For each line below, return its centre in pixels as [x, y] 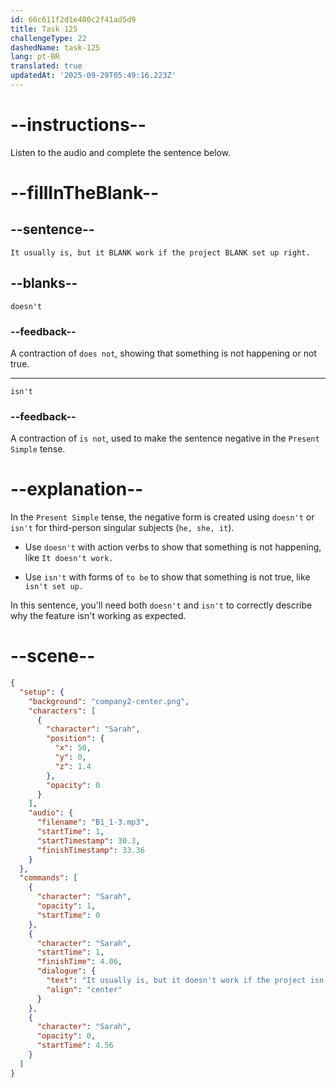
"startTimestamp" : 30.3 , [88, 841]
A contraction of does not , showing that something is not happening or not [163, 353]
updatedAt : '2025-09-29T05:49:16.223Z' [93, 76]
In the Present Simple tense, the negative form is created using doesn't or [162, 517]
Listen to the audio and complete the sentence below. [121, 152]
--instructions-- [78, 125]
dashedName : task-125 [55, 47]
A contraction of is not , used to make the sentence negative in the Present [165, 438]
